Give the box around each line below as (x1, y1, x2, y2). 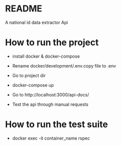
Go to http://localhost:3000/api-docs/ (12, 91, 89, 97)
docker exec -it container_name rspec (12, 135, 90, 141)
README (5, 3, 42, 14)
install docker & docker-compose (12, 53, 80, 59)
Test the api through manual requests (12, 101, 89, 107)
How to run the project (5, 37, 99, 48)
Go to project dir (12, 73, 46, 78)
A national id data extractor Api (5, 19, 68, 25)
